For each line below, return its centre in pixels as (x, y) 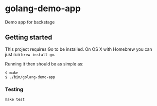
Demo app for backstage (30, 22)
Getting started (29, 37)
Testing (14, 89)
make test (15, 100)
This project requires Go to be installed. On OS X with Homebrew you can (78, 49)
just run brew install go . (30, 54)
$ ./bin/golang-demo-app (30, 77)
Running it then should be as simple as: (44, 64)
